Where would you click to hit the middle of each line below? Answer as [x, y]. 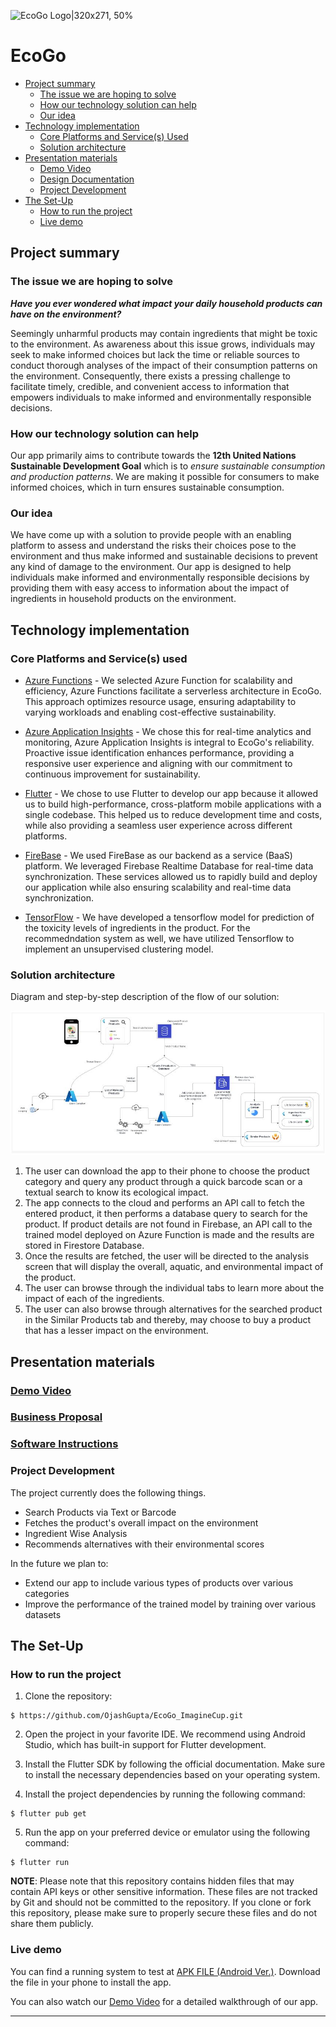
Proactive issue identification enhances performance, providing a [159, 752]
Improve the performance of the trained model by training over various [170, 1604]
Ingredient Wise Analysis [76, 1533]
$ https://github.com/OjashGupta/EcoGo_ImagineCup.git [127, 1716]
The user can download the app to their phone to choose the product [167, 1171]
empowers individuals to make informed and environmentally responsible [161, 397]
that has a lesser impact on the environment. [116, 1331]
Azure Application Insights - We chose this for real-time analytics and [168, 731]
